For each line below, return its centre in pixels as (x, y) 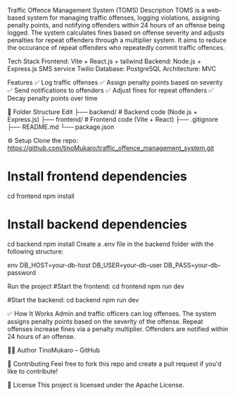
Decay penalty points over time (52, 98)
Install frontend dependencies (97, 177)
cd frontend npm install (41, 196)
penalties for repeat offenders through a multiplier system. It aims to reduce (117, 40)
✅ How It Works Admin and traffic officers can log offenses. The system (112, 314)
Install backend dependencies (97, 224)
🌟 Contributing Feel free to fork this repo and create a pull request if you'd (114, 364)
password (22, 272)
